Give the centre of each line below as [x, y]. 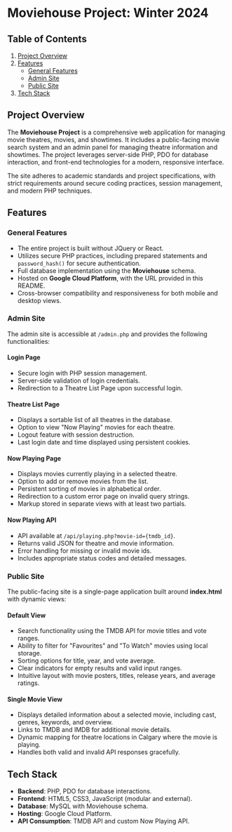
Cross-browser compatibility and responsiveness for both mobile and [118, 293]
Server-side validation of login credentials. [79, 380]
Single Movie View [35, 699]
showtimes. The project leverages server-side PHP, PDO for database [108, 154]
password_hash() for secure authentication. [79, 263]
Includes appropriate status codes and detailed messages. [102, 558]
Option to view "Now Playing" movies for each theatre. [96, 428]
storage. [29, 653]
